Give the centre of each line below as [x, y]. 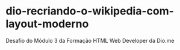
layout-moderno [47, 24]
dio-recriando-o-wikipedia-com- [90, 11]
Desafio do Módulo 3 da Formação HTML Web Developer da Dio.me [90, 40]
